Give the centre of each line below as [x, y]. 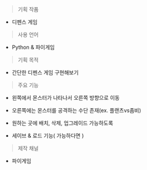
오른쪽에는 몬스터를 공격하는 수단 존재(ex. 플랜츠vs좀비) [76, 110]
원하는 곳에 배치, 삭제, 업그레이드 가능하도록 [63, 123]
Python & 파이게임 [33, 47]
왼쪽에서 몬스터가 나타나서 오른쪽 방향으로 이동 [65, 98]
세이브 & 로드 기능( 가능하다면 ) [48, 136]
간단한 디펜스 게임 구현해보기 [45, 73]
